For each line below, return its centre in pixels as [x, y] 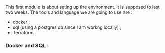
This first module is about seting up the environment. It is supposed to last [83, 7]
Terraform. [24, 33]
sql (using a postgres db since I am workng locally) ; [67, 27]
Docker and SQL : [27, 45]
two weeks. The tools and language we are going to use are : [69, 12]
